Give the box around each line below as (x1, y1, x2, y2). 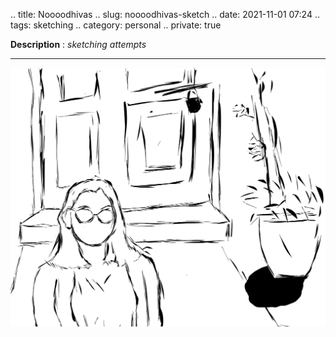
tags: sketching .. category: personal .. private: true (10, 19, 222, 31)
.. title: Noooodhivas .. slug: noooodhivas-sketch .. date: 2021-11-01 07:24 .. (10, 9, 320, 20)
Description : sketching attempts (10, 39, 147, 50)
